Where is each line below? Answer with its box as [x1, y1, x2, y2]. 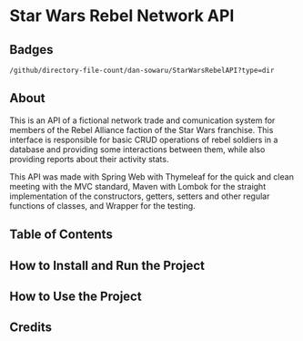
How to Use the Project [9, 288, 143, 304]
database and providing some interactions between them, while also [9, 143, 266, 155]
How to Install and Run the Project [9, 257, 205, 274]
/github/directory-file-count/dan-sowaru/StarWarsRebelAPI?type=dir [9, 66, 275, 75]
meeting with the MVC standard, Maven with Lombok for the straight [9, 181, 267, 191]
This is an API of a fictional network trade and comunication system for [9, 115, 276, 126]
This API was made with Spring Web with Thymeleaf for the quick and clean [9, 170, 294, 182]
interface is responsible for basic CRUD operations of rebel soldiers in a [9, 134, 278, 145]
